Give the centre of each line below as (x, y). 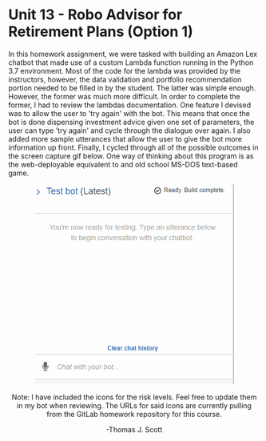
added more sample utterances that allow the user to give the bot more (125, 138)
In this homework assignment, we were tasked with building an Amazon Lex (133, 54)
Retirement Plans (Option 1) (101, 32)
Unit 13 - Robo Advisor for (95, 15)
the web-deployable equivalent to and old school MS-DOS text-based (123, 164)
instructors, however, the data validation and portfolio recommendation (125, 79)
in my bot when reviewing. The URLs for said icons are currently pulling (134, 405)
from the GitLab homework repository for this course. (134, 414)
